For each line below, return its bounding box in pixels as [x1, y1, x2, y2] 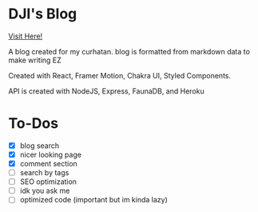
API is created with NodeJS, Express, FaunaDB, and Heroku [8, 86, 205, 96]
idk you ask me [19, 186, 70, 196]
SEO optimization [19, 177, 77, 186]
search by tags [19, 168, 69, 178]
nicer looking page [19, 150, 82, 159]
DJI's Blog [8, 5, 77, 23]
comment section [19, 159, 77, 168]
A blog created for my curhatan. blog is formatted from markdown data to [8, 46, 250, 56]
